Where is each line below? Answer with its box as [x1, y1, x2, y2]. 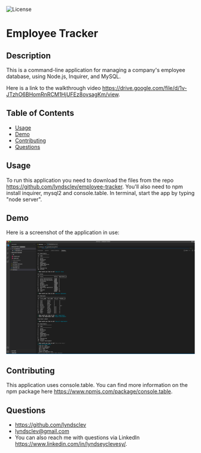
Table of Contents [6, 108, 75, 118]
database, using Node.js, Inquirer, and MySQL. [6, 73, 121, 80]
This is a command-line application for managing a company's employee [6, 67, 185, 73]
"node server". [6, 196, 42, 203]
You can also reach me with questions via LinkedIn [14, 434, 140, 441]
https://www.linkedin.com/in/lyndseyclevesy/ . [14, 440, 127, 448]
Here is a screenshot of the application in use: [6, 229, 120, 236]
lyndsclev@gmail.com [14, 428, 70, 435]
